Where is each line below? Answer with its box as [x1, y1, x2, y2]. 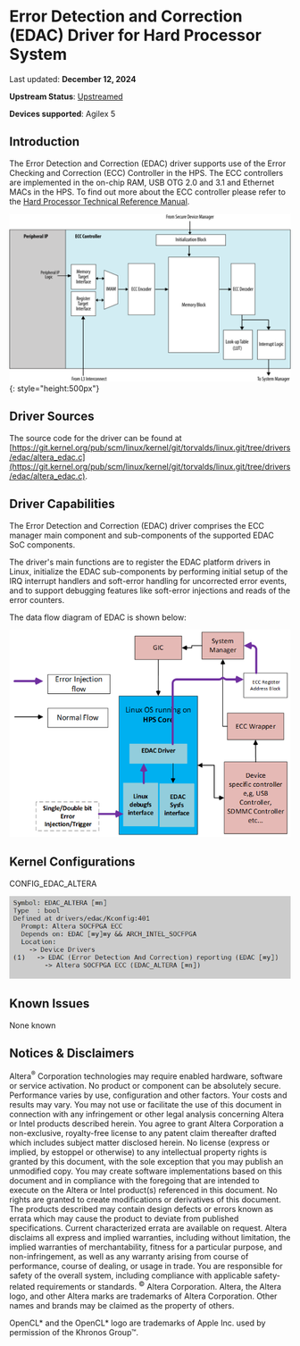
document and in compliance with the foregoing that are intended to [9, 1175, 260, 1186]
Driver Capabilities [9, 497, 116, 512]
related [9, 1281, 36, 1292]
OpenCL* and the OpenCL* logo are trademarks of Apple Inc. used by [9, 1317, 266, 1328]
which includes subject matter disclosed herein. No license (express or [9, 1137, 271, 1149]
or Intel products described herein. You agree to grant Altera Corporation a [9, 1118, 284, 1129]
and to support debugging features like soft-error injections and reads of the [9, 585, 291, 596]
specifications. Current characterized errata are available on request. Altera [9, 1223, 287, 1233]
